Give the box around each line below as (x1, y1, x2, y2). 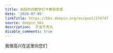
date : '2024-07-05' (5, 11, 44, 16)
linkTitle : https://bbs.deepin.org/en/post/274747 (5, 16, 109, 21)
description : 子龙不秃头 (5, 25, 53, 30)
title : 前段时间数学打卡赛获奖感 (5, 7, 63, 12)
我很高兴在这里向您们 (5, 43, 47, 48)
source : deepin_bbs (5, 20, 44, 25)
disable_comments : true (5, 29, 53, 34)
